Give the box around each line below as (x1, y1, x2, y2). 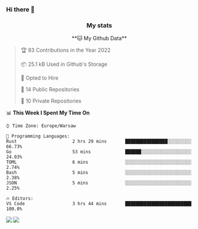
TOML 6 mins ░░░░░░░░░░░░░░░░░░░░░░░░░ (6, 160, 192, 166)
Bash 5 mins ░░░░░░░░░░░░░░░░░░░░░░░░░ (6, 170, 192, 176)
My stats (86, 21, 112, 29)
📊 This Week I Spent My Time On (6, 109, 90, 116)
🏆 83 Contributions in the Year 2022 (20, 47, 111, 54)
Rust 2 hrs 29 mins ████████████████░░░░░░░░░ (6, 139, 192, 145)
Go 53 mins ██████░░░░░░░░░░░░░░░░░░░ (6, 149, 192, 155)
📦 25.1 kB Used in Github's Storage (20, 61, 108, 68)
